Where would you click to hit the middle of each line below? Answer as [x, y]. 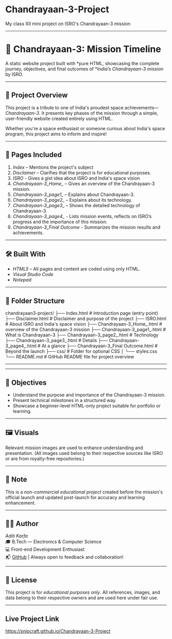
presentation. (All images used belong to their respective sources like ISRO [84, 453]
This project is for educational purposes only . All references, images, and [83, 592]
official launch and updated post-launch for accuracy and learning [75, 497]
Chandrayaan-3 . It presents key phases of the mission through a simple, [82, 113]
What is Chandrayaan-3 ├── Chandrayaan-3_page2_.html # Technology [82, 335]
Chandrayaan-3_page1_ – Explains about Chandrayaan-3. [73, 194]
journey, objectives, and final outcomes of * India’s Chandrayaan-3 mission [84, 69]
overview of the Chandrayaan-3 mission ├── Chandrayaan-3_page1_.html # [86, 330]
